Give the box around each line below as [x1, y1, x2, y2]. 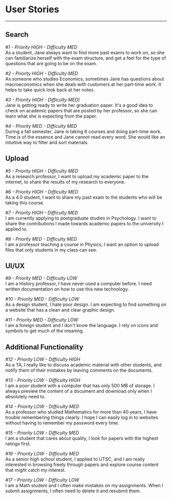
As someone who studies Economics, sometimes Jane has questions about [5, 75, 164, 82]
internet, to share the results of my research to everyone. [5, 179, 126, 185]
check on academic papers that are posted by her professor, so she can [5, 107, 158, 113]
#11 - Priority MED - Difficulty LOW [5, 317, 78, 323]
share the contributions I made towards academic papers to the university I [5, 220, 164, 226]
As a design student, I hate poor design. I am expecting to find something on [5, 301, 166, 308]
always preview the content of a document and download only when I [5, 388, 152, 394]
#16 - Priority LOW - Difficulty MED [5, 451, 79, 457]
